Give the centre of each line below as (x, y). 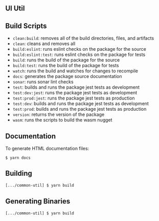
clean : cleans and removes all (44, 44)
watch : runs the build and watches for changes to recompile (75, 71)
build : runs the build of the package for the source (66, 60)
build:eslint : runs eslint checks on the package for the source (79, 49)
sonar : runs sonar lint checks (43, 82)
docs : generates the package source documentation (67, 76)
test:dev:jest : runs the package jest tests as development (75, 93)
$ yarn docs (18, 158)
